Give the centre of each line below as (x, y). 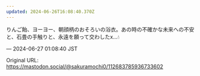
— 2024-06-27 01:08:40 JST (42, 49)
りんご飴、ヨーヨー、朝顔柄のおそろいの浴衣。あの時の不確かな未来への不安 (100, 29)
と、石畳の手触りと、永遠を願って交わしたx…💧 (63, 37)
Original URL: (22, 60)
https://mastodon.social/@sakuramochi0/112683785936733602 (85, 66)
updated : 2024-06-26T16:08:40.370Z (50, 12)
